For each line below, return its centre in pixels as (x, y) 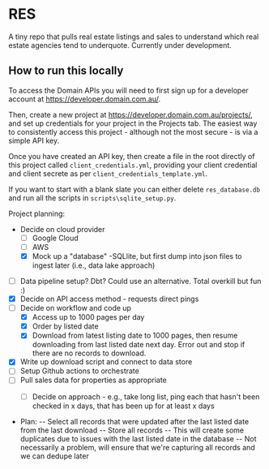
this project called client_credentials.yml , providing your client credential (133, 165)
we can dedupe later (54, 456)
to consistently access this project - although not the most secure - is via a (133, 131)
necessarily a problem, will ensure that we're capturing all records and (137, 447)
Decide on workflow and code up (76, 308)
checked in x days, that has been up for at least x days (123, 406)
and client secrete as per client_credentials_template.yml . (108, 173)
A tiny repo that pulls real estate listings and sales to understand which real (134, 37)
